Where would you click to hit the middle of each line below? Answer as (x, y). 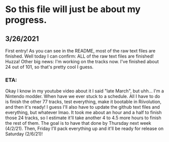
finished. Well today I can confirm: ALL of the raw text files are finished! (79, 56)
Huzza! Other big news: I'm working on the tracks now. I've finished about (82, 61)
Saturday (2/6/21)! (24, 134)
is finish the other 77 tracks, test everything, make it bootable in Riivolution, (83, 102)
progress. (26, 20)
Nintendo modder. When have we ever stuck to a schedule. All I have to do (83, 97)
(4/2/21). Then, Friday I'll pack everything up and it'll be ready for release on (84, 129)
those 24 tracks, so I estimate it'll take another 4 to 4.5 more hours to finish (83, 118)
